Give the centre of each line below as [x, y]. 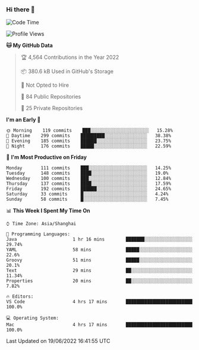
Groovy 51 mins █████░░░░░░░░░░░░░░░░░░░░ [99, 260]
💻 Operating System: [33, 318]
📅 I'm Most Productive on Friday [47, 157]
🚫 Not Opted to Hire [45, 85]
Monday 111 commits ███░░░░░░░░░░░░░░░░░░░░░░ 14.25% [89, 168]
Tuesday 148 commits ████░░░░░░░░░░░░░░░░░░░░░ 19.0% [87, 174]
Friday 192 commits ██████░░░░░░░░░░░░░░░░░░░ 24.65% [89, 189]
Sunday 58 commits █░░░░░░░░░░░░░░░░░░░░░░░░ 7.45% [87, 199]
